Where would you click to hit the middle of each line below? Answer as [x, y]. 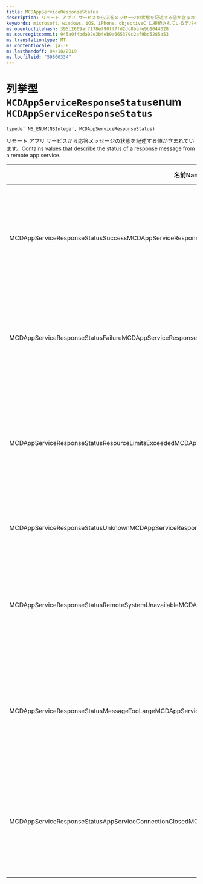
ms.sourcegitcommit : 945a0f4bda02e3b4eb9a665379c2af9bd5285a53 [88, 35]
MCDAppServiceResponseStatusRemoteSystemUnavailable [94, 605]
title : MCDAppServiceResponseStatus [52, 12]
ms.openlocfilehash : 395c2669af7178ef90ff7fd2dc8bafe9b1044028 [88, 29]
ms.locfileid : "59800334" [39, 57]
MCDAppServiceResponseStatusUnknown [69, 527]
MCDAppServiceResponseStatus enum [94, 102]
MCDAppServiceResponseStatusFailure [66, 338]
